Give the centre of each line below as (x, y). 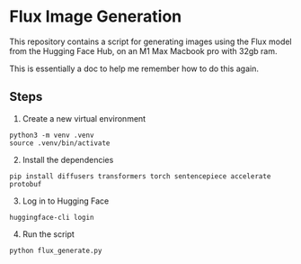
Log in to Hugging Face (66, 201)
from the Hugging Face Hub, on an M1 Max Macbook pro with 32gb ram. (143, 50)
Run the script (48, 234)
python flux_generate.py (56, 250)
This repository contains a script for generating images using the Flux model (150, 41)
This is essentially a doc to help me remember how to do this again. (134, 68)
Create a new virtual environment (84, 118)
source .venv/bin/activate (60, 143)
